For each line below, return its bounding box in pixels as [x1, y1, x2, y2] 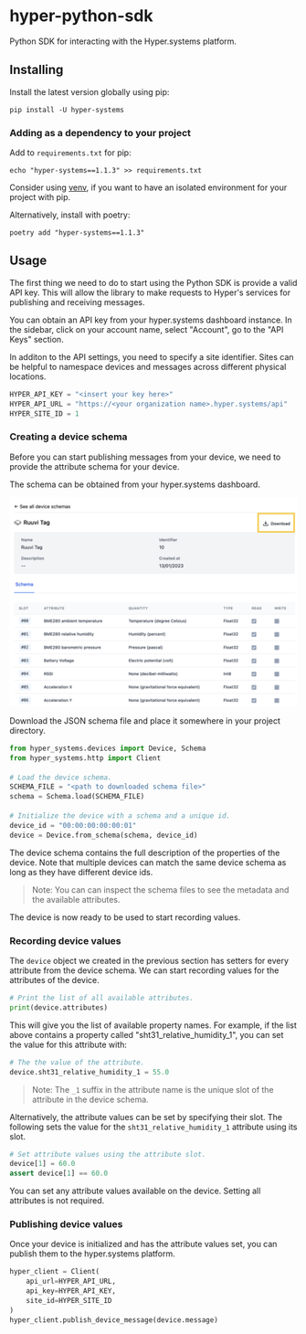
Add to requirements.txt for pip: [9, 147, 132, 158]
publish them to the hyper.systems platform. [9, 1248, 175, 1259]
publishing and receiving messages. [9, 296, 145, 307]
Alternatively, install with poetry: [9, 209, 131, 220]
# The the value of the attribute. [9, 1057, 145, 1067]
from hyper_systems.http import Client [9, 753, 162, 763]
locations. [9, 371, 47, 382]
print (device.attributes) [9, 1002, 108, 1012]
